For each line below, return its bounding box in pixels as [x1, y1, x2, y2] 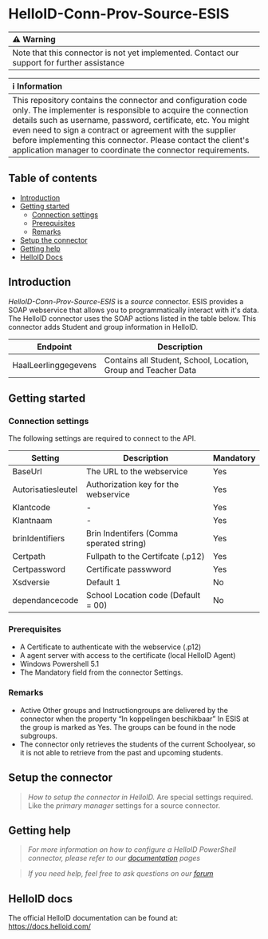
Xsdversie [12, 576, 50, 588]
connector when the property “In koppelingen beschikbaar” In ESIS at [19, 714, 250, 723]
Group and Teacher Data [104, 364, 197, 375]
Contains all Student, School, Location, [104, 355, 250, 366]
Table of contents [8, 172, 97, 185]
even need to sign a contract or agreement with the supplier [12, 125, 237, 136]
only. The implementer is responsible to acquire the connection [12, 105, 249, 116]
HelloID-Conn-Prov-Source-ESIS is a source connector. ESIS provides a [8, 296, 244, 306]
